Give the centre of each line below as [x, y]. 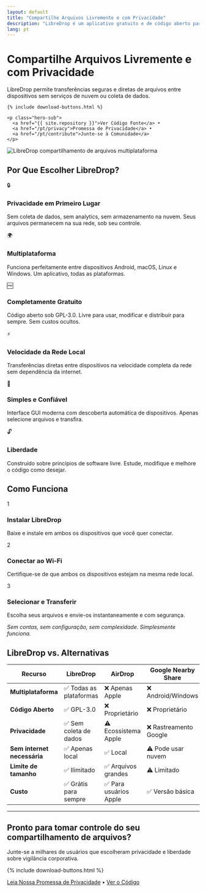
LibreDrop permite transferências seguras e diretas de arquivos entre [94, 90]
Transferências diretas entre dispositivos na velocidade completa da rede [99, 365]
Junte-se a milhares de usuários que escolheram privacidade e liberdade [99, 852]
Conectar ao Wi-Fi [35, 560]
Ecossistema [123, 731]
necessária [27, 757]
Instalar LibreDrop [34, 520]
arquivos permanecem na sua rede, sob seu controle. [74, 223]
